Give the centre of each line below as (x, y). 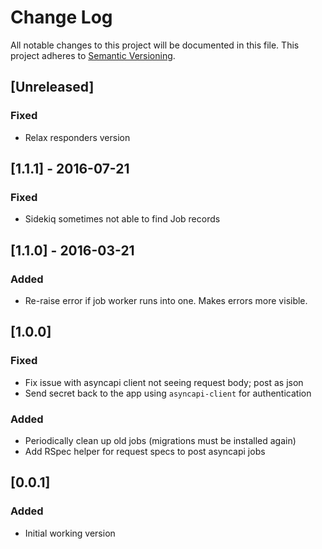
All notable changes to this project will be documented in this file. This (155, 45)
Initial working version (70, 533)
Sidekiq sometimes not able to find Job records (122, 219)
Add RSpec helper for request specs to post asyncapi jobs (145, 451)
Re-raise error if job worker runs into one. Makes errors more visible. (166, 300)
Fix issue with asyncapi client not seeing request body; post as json (164, 382)
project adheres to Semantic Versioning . (93, 55)
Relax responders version (77, 137)
